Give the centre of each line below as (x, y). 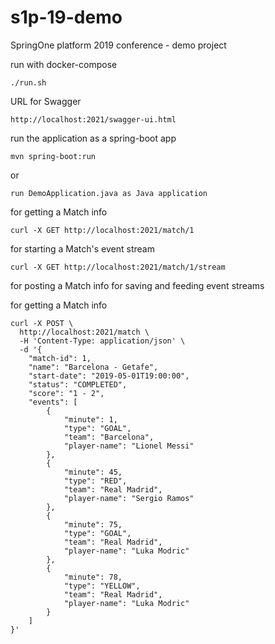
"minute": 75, (93, 524)
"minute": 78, (93, 577)
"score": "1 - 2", (66, 393)
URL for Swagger (46, 101)
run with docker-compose (64, 64)
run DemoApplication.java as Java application (109, 193)
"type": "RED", (95, 481)
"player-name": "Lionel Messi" (129, 446)
